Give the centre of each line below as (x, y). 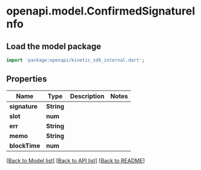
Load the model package (54, 46)
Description (87, 96)
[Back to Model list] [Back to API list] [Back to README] (76, 160)
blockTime (25, 145)
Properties (27, 79)
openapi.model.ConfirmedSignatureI (101, 11)
